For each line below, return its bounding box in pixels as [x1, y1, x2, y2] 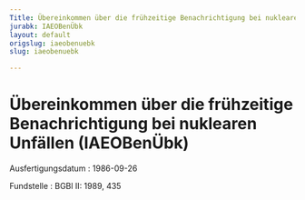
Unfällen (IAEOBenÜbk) [9, 133, 190, 154]
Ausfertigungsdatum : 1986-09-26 [9, 163, 138, 174]
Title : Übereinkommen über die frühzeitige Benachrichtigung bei [9, 13, 261, 23]
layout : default [9, 30, 71, 39]
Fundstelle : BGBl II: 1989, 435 [9, 181, 122, 192]
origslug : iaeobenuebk [9, 38, 95, 48]
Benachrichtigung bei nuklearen [9, 114, 257, 135]
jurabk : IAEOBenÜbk [9, 22, 84, 31]
